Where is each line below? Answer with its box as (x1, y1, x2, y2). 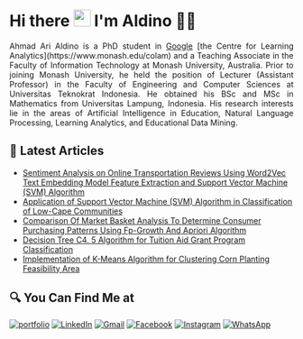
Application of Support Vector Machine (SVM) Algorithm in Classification (22, 196, 293, 206)
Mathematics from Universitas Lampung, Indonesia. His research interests (9, 97, 294, 108)
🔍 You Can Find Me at (9, 290, 135, 306)
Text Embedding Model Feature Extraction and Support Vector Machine (22, 177, 289, 188)
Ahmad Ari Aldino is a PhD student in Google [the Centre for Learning (9, 41, 294, 51)
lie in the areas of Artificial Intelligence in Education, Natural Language (9, 107, 294, 118)
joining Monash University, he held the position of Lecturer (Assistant (9, 69, 294, 80)
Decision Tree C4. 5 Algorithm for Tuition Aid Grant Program (22, 234, 246, 245)
